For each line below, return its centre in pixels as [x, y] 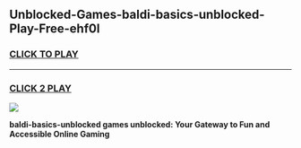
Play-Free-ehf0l [55, 29]
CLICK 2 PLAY [40, 88]
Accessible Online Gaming [60, 134]
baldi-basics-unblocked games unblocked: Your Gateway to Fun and [140, 124]
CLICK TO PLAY [44, 55]
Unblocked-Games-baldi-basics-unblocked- [137, 15]
